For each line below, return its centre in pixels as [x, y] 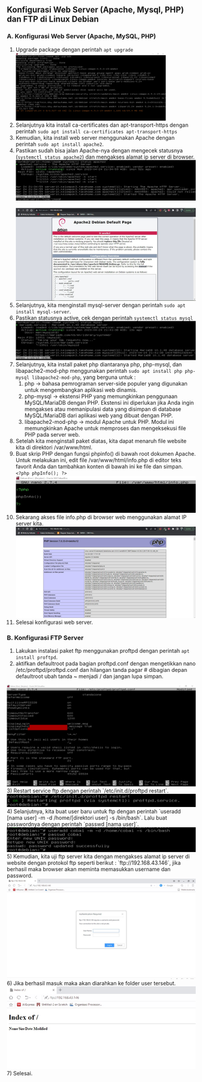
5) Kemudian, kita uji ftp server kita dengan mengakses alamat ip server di [98, 856]
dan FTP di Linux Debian [53, 20]
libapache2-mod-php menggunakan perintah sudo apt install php [99, 370]
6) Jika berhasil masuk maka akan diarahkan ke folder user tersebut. [91, 983]
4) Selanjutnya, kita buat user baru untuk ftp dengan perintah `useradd [94, 811]
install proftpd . [37, 657]
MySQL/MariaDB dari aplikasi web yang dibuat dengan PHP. [99, 415]
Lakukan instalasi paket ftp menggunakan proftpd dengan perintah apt [102, 650]
